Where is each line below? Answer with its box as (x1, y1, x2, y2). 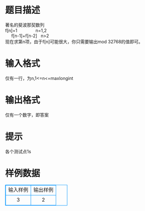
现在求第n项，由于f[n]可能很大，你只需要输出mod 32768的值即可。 (5, 38, 143, 45)
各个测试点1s (5, 148, 31, 154)
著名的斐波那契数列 (5, 22, 45, 28)
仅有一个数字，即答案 (5, 112, 49, 118)
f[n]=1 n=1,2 (5, 27, 47, 33)
